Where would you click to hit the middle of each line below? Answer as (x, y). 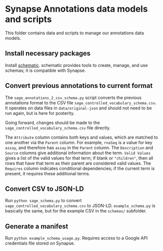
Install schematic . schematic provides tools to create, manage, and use (76, 65)
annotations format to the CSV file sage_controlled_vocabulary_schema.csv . (81, 103)
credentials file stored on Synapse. (40, 243)
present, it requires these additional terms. (48, 173)
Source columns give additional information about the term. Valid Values (78, 153)
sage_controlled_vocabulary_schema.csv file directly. (58, 127)
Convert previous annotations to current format (79, 86)
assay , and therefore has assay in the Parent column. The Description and (79, 147)
